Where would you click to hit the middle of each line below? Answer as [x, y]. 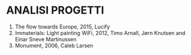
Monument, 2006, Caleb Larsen [54, 46]
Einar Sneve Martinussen [46, 39]
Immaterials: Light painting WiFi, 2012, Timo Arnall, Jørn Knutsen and [100, 33]
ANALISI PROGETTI [55, 10]
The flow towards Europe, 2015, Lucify [62, 27]
